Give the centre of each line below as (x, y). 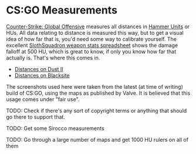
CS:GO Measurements (62, 10)
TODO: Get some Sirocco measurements (55, 128)
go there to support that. (36, 117)
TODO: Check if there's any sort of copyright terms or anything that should (97, 111)
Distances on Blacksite (42, 75)
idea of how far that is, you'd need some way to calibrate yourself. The (92, 39)
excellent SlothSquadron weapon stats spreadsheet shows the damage (92, 45)
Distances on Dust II (39, 69)
